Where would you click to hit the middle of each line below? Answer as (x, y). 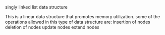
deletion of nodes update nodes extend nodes (52, 27)
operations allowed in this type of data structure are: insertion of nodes (78, 22)
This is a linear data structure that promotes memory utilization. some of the (82, 17)
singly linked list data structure (36, 7)
